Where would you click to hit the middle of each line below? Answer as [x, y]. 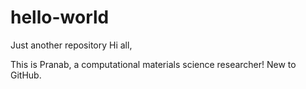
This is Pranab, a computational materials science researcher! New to [153, 64]
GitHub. [26, 75]
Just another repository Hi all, [71, 45]
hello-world [60, 17]
